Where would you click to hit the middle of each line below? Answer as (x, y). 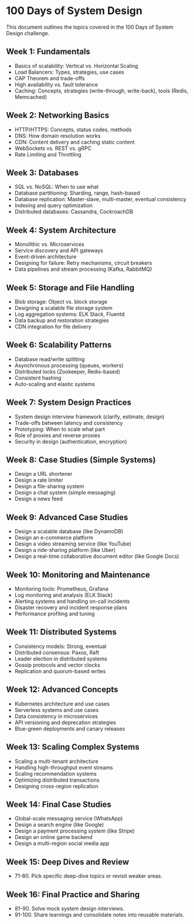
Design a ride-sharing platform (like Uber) (65, 550)
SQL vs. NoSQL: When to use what (57, 187)
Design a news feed (39, 499)
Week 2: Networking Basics (58, 115)
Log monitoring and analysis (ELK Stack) (64, 595)
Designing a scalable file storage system (64, 308)
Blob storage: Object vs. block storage (61, 302)
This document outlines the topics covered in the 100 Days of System (90, 27)
